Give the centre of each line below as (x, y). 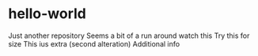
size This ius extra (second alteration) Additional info (94, 43)
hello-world (47, 14)
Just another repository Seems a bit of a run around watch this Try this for (129, 35)
